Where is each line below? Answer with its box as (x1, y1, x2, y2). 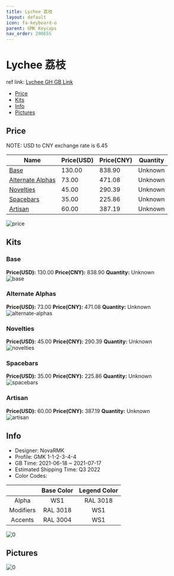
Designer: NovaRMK (14, 447, 65, 454)
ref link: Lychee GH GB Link (6, 79, 73, 86)
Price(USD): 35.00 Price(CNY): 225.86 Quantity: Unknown (6, 372, 152, 380)
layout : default (6, 14, 46, 20)
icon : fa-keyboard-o (6, 20, 58, 26)
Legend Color (79, 486, 119, 494)
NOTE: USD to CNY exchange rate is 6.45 (6, 142, 108, 149)
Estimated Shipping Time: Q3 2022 (14, 465, 101, 473)
